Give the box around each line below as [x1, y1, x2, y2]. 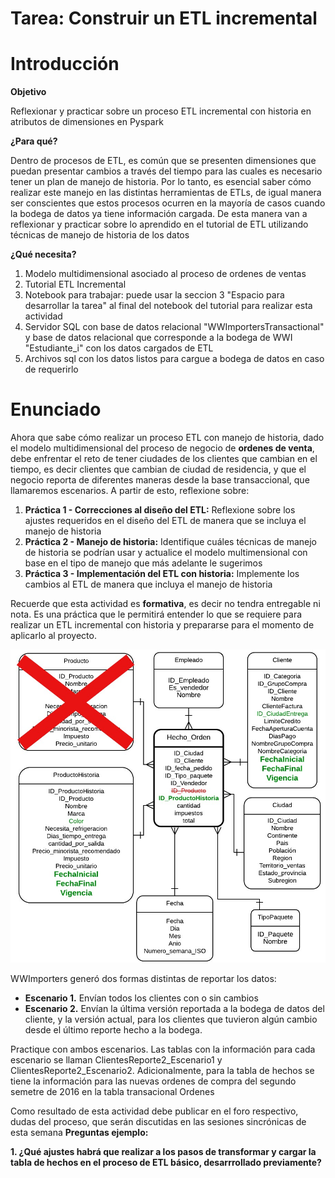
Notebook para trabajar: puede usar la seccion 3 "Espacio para [24, 289, 285, 301]
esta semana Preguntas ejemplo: [10, 1127, 149, 1139]
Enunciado [10, 398, 102, 421]
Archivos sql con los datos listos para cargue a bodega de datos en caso [24, 353, 325, 365]
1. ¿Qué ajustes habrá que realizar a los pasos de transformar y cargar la [10, 1146, 317, 1158]
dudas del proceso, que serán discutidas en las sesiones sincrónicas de [10, 1116, 307, 1128]
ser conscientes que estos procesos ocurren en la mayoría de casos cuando [10, 197, 326, 209]
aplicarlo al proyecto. [10, 630, 97, 642]
